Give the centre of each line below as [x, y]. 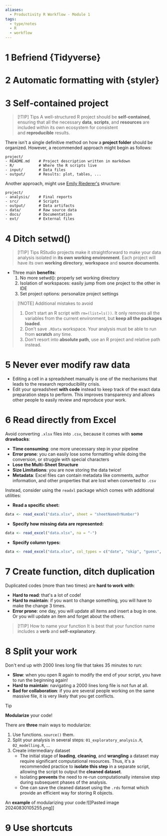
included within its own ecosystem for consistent [68, 128]
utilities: [13, 496]
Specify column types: [36, 542]
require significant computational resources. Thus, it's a [77, 761]
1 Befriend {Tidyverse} [53, 58]
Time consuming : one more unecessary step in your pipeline [75, 449]
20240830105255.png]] [30, 808]
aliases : [14, 10]
